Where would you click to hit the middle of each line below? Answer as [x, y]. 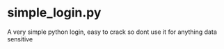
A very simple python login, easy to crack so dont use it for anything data [112, 32]
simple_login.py [54, 13]
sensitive [20, 39]
